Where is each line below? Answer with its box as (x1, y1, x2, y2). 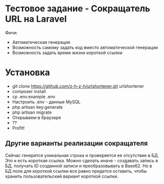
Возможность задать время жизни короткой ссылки (12, 50, 122, 56)
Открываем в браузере (12, 114, 61, 121)
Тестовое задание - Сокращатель (5, 3, 150, 14)
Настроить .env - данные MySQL (12, 99, 81, 105)
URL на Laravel (5, 13, 67, 25)
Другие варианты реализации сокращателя (5, 139, 148, 148)
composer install (12, 88, 46, 94)
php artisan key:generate (12, 104, 63, 110)
